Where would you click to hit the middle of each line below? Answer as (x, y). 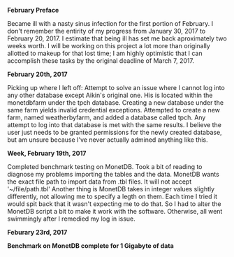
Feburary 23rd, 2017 (37, 232)
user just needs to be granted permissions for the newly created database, (115, 132)
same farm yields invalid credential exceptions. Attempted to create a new (114, 110)
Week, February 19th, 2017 (47, 153)
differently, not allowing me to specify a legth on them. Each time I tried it (112, 196)
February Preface (33, 10)
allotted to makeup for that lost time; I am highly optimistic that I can (105, 53)
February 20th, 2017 (37, 74)
